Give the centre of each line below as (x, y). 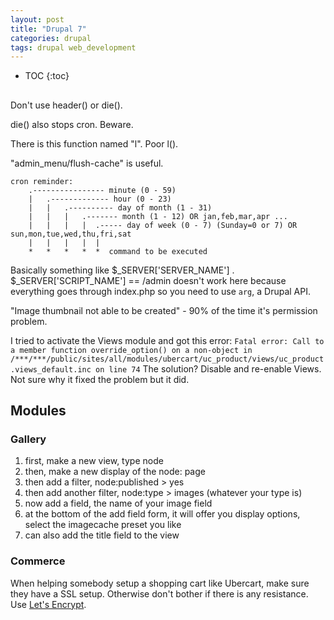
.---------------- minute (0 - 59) (102, 190)
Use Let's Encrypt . (48, 604)
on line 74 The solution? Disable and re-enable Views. (208, 368)
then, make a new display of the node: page (115, 472)
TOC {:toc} (47, 76)
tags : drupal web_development (73, 47)
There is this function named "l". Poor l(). (94, 143)
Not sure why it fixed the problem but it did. (100, 379)
